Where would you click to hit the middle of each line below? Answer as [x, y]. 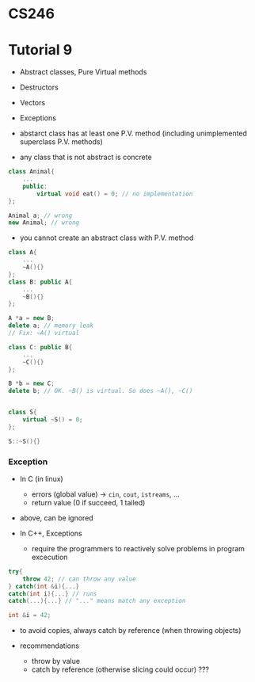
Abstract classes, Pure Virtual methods [83, 72]
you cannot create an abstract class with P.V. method [107, 238]
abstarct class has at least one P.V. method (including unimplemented [133, 133]
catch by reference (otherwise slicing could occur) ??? [120, 669]
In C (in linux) [41, 478]
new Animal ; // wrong [44, 223]
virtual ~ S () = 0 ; [53, 420]
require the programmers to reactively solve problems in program [138, 548]
